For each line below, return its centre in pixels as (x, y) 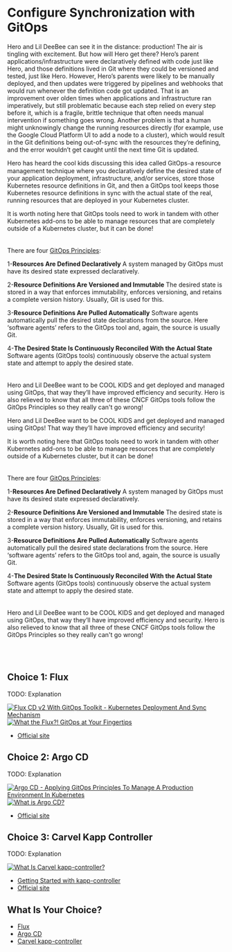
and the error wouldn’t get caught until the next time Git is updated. (103, 150)
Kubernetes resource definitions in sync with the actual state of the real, (110, 192)
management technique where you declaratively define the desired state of (114, 170)
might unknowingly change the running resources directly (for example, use (115, 127)
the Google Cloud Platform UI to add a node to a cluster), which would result (116, 135)
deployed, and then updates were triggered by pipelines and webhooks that (115, 83)
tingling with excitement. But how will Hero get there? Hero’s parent (103, 54)
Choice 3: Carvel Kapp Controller (80, 837)
